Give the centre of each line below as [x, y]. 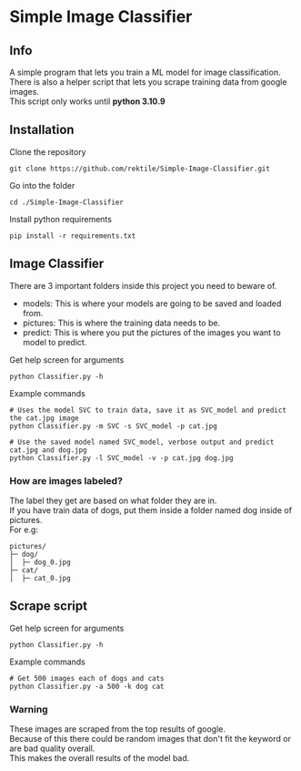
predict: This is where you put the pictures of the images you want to [151, 332]
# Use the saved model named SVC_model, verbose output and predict [142, 442]
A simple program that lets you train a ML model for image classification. [145, 72]
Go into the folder [42, 185]
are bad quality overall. [52, 748]
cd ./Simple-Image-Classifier [67, 202]
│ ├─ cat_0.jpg [40, 578]
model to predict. [55, 342]
